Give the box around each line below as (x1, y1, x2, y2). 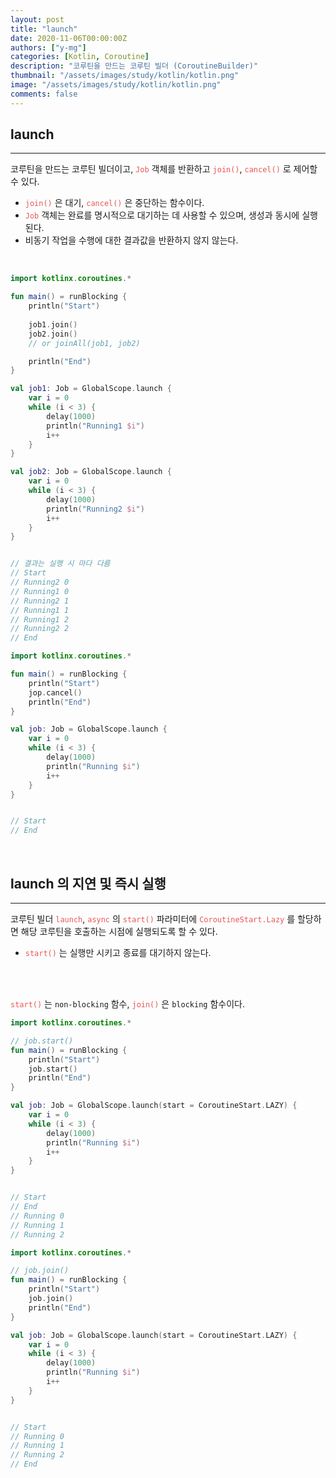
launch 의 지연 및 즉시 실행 (10, 875, 167, 892)
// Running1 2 (10, 614, 70, 625)
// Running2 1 (10, 596, 70, 606)
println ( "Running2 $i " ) (46, 504, 145, 514)
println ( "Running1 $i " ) (46, 421, 145, 431)
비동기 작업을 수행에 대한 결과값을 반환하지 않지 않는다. (24, 234, 239, 246)
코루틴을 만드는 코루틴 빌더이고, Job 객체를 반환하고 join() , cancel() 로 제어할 (10, 163, 318, 175)
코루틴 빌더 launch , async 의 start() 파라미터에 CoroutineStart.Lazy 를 (10, 913, 296, 925)
